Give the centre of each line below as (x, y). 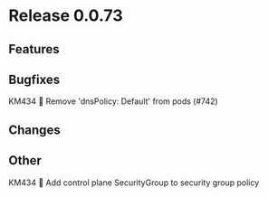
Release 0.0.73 (66, 16)
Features (34, 49)
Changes (34, 130)
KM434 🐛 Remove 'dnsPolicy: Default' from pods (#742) (113, 101)
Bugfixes (34, 79)
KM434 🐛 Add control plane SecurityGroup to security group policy (134, 183)
